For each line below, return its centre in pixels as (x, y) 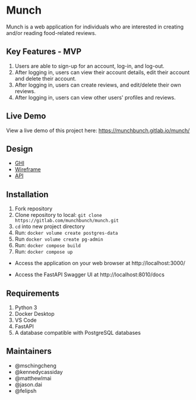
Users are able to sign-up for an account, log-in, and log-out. (89, 66)
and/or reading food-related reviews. (51, 33)
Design (20, 149)
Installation (27, 194)
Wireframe (28, 169)
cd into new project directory (50, 226)
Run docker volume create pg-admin (59, 239)
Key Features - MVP (44, 52)
